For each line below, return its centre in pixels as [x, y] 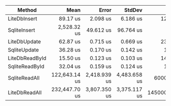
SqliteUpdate [23, 50]
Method [27, 10]
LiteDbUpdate [24, 42]
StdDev [133, 10]
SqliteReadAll [24, 78]
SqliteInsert [22, 30]
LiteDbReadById [27, 58]
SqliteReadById [26, 67]
